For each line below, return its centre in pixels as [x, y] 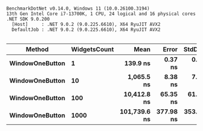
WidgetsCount [92, 49]
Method [37, 49]
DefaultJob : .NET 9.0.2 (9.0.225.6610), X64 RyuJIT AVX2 [86, 30]
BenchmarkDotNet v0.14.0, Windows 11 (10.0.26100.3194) [78, 8]
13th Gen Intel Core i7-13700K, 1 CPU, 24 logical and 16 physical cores [101, 14]
